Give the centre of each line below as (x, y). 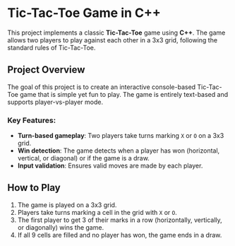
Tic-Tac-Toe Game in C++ (84, 13)
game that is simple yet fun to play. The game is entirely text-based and (124, 94)
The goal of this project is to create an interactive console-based (102, 87)
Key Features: (32, 120)
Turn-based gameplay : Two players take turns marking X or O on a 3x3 (121, 136)
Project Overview (46, 70)
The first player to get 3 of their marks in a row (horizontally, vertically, (120, 220)
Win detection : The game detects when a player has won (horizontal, (119, 151)
